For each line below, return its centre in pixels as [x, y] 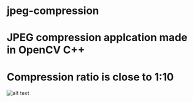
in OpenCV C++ [46, 50]
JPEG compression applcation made [97, 38]
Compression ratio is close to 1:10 [90, 77]
